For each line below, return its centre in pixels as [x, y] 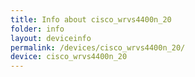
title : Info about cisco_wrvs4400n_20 [91, 19]
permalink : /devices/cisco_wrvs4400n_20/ [98, 47]
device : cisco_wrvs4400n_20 [69, 57]
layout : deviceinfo [51, 38]
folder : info [37, 29]
